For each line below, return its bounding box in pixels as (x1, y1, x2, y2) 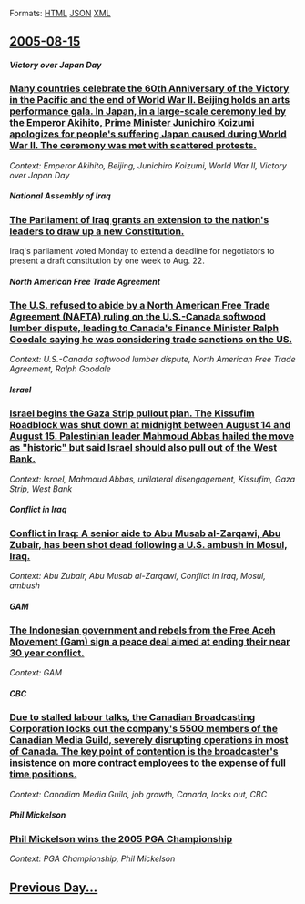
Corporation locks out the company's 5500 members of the (9, 723, 279, 736)
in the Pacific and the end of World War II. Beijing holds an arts (9, 94, 290, 107)
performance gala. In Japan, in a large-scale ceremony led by (9, 105, 287, 117)
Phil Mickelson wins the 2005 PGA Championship (9, 832, 233, 845)
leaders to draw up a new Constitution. (9, 225, 185, 238)
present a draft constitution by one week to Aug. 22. (9, 255, 205, 267)
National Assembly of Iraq (9, 190, 111, 201)
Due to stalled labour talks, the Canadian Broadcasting (9, 711, 256, 724)
